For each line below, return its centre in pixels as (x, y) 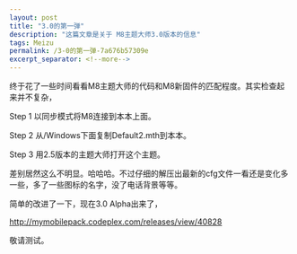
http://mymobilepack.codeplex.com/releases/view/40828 (116, 222)
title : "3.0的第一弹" (47, 26)
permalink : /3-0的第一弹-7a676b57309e (79, 51)
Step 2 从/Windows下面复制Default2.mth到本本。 (100, 135)
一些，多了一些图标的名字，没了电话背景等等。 (96, 184)
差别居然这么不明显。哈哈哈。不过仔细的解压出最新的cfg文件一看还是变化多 (149, 173)
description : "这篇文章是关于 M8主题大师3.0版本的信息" (105, 34)
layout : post (34, 18)
